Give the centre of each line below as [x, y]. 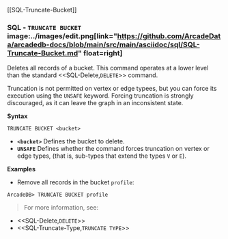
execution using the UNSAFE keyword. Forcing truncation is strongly [100, 96]
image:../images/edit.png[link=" [62, 36]
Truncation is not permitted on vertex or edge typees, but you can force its [112, 89]
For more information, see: [61, 208]
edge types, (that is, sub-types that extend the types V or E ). [101, 156]
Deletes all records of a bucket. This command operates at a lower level [108, 68]
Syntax [17, 116]
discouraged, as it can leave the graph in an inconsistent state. [95, 103]
